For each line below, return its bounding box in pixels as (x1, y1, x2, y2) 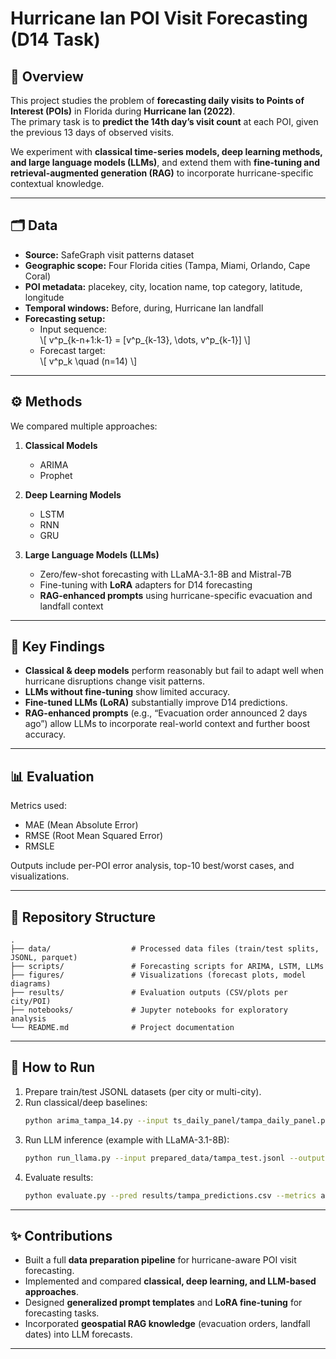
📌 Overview (10, 68, 84, 85)
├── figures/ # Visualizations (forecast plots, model (10, 970, 307, 981)
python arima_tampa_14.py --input (24, 1115, 169, 1126)
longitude (24, 291, 65, 303)
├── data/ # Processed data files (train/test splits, (10, 944, 320, 954)
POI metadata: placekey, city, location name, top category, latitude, (24, 280, 303, 292)
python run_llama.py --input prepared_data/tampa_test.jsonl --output (24, 1153, 326, 1163)
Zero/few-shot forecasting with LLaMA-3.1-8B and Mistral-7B (39, 568, 292, 580)
